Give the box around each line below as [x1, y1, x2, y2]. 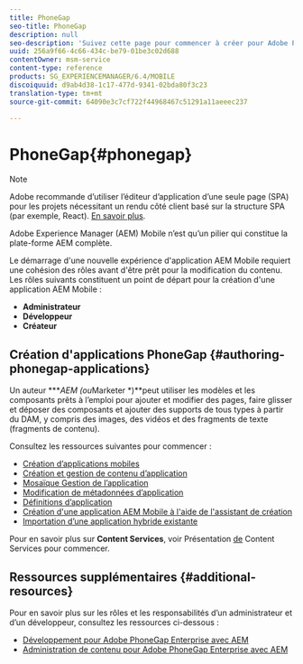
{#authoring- [209, 347, 286, 362]
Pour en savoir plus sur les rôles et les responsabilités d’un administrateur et [9, 607, 293, 618]
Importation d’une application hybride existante [22, 516, 198, 527]
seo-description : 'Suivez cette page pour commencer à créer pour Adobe [9, 38, 289, 48]
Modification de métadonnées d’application [22, 487, 184, 498]
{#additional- [179, 569, 257, 585]
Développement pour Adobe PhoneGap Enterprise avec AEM [22, 634, 250, 645]
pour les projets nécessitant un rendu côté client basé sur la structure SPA [9, 201, 286, 212]
